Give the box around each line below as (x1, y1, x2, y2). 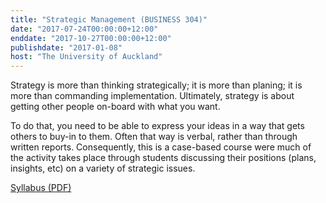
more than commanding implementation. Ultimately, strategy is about (10, 90, 295, 102)
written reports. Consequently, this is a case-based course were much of (10, 141, 312, 153)
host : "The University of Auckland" (10, 52, 163, 62)
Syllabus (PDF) (10, 182, 72, 194)
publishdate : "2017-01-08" (10, 42, 123, 53)
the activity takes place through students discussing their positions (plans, (10, 152, 317, 164)
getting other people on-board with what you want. (10, 101, 221, 113)
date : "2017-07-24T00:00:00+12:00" (10, 24, 159, 34)
